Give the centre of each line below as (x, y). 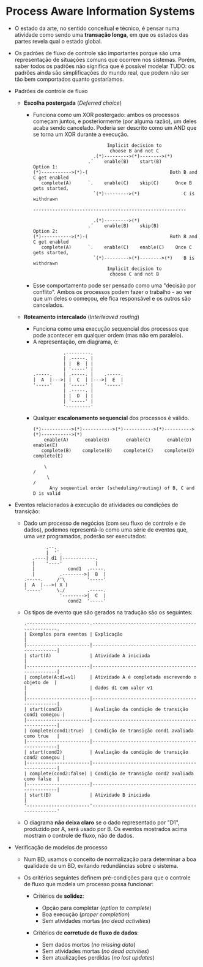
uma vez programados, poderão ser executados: (85, 536)
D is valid (46, 493)
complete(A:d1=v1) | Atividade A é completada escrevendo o (113, 677)
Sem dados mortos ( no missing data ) (89, 944)
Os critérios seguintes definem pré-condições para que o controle (107, 878)
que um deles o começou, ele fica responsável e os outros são (112, 298)
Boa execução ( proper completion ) (86, 914)
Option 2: (45, 231)
